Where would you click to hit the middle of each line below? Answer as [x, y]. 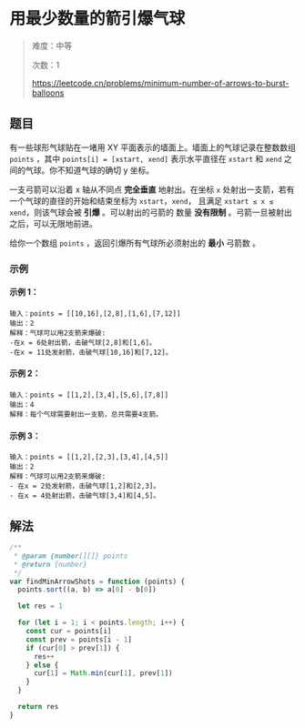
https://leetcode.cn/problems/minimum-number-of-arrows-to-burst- [160, 83]
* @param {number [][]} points [71, 556]
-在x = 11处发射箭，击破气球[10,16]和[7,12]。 [91, 352]
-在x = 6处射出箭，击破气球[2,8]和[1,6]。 [83, 342]
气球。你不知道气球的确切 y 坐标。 [90, 170]
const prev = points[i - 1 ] [79, 639]
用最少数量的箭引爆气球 [97, 19]
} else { [42, 665]
